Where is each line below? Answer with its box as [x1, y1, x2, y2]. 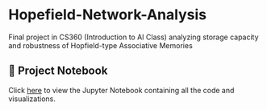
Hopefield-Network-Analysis [8, 6, 207, 24]
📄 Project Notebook [8, 64, 108, 78]
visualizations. [8, 94, 56, 104]
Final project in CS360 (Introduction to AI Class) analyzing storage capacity [8, 32, 260, 42]
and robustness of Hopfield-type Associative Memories [8, 40, 194, 50]
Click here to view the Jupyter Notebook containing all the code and [8, 85, 235, 95]
